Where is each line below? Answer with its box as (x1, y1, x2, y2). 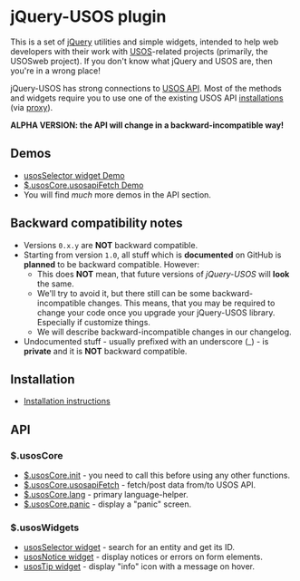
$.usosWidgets (10, 521, 80, 534)
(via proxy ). (10, 102, 53, 112)
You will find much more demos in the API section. (23, 189, 212, 200)
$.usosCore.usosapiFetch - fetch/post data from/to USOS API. (23, 479, 256, 490)
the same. (36, 278, 75, 289)
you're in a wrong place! (10, 65, 101, 76)
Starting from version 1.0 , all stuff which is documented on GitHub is (23, 249, 282, 260)
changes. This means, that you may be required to (87, 297, 276, 308)
